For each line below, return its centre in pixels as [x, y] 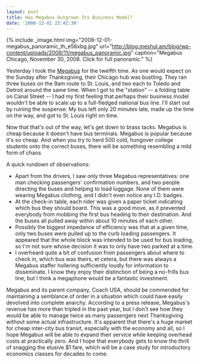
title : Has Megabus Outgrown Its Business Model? [70, 17]
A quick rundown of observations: [48, 164]
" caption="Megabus [156, 53]
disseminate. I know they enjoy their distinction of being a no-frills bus [102, 272]
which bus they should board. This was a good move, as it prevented [100, 208]
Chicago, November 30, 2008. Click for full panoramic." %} [80, 59]
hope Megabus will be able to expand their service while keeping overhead [99, 335]
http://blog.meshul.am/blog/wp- [152, 46]
